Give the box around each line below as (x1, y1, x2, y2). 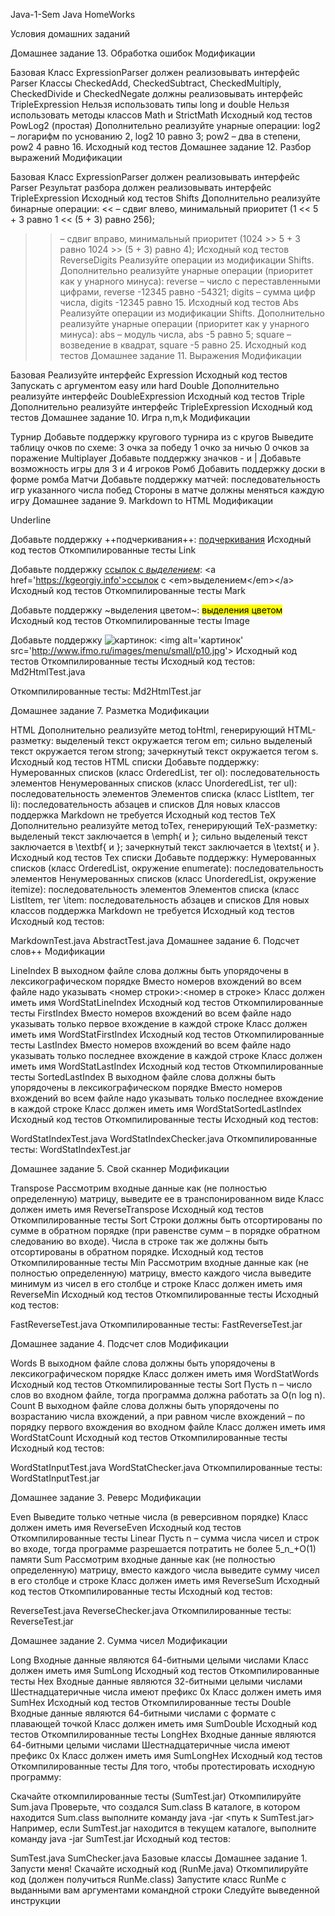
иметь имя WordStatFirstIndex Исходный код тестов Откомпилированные (10, 1029, 325, 1040)
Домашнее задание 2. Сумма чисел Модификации (10, 1635, 228, 1646)
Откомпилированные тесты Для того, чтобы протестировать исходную (10, 1760, 316, 1772)
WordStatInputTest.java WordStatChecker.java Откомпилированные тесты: (10, 1462, 323, 1473)
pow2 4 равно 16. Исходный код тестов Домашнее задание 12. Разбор (10, 141, 312, 153)
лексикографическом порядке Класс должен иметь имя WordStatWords (10, 1368, 320, 1379)
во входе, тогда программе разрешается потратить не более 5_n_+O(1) (10, 1543, 317, 1554)
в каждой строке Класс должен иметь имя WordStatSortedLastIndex (10, 1103, 302, 1114)
